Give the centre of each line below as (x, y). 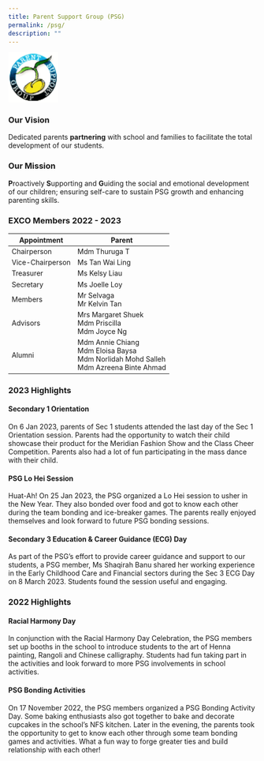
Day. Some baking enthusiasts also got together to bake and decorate (121, 716)
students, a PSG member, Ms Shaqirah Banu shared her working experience (132, 565)
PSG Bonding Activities (47, 690)
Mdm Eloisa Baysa (107, 351)
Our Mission (32, 166)
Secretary (28, 284)
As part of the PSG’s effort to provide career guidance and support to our (127, 557)
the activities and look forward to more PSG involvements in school (117, 664)
